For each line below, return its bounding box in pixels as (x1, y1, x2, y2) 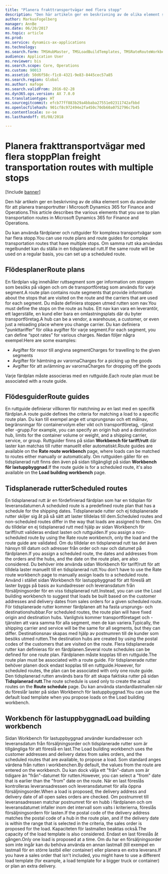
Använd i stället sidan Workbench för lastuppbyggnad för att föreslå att (5, 577, 151, 584)
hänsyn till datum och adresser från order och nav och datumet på (5, 545, 142, 551)
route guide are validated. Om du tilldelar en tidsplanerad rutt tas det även (5, 540, 157, 546)
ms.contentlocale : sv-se (5, 110, 57, 115)
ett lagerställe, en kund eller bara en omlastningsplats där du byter (5, 311, 142, 317)
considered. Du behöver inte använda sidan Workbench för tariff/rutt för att (5, 561, 160, 567)
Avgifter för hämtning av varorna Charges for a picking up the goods (12, 358, 152, 364)
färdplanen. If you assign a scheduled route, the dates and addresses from (5, 550, 158, 556)
